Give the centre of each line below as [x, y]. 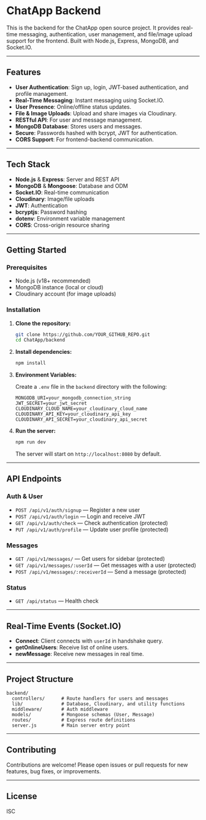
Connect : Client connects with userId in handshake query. [89, 641]
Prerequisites [27, 267]
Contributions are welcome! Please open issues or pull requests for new [97, 765]
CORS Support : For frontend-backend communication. [85, 139]
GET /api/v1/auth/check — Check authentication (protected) [92, 523]
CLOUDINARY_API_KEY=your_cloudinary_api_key [73, 414]
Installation [24, 310]
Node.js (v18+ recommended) [53, 281]
